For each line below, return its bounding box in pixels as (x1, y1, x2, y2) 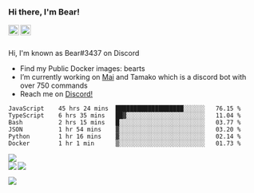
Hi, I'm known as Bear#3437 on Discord (8, 49, 140, 58)
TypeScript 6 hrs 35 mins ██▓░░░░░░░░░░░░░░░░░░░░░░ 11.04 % (8, 112, 241, 120)
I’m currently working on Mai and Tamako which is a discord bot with (19, 73, 247, 82)
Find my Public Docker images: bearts (19, 64, 145, 73)
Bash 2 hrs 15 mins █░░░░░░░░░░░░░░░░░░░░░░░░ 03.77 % (8, 119, 241, 127)
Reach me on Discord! (19, 89, 93, 99)
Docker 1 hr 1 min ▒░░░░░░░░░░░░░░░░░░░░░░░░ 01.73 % (8, 140, 241, 148)
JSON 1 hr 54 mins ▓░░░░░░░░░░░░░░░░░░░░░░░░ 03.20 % (8, 126, 241, 134)
